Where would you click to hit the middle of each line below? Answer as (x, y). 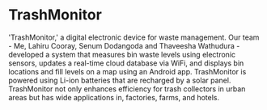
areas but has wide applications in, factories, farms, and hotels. (114, 97)
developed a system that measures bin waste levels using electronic (122, 54)
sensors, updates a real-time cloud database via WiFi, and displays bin (126, 63)
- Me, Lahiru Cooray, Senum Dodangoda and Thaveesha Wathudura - (124, 45)
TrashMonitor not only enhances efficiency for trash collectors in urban (127, 89)
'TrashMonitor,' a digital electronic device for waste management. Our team (134, 37)
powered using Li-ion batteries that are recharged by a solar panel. (120, 80)
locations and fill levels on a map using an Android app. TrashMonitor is (127, 71)
